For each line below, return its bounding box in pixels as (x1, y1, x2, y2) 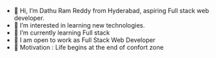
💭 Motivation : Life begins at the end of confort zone (13, 43, 164, 51)
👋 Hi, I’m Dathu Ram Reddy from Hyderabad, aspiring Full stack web (13, 7, 209, 14)
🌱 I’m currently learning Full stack (13, 28, 110, 37)
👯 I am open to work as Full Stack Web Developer (13, 36, 155, 44)
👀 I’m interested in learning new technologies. (13, 21, 145, 29)
